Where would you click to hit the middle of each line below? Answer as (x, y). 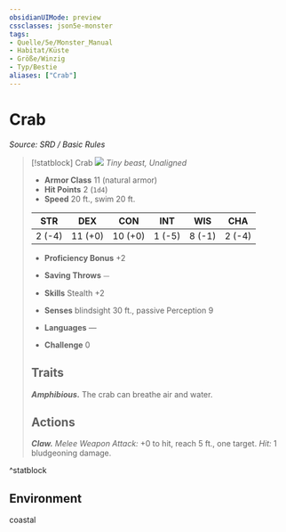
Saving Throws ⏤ (77, 275)
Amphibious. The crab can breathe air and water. (122, 394)
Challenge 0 (67, 345)
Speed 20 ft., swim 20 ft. (90, 199)
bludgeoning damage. (71, 453)
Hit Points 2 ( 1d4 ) (76, 189)
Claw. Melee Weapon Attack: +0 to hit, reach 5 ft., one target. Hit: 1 (154, 444)
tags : (19, 34)
